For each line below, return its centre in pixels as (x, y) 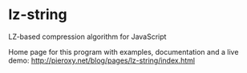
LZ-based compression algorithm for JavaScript (87, 36)
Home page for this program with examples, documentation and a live (123, 52)
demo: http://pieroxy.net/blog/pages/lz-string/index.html (101, 60)
